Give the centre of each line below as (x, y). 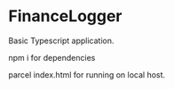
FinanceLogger (65, 16)
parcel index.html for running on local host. (87, 74)
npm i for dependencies (52, 57)
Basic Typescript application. (61, 41)
